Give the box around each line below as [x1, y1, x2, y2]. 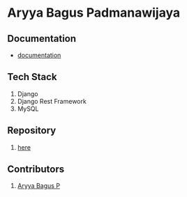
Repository [7, 125, 57, 136]
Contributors [7, 164, 65, 175]
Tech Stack [7, 71, 57, 83]
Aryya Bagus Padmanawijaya [7, 5, 181, 21]
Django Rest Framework [17, 97, 87, 105]
